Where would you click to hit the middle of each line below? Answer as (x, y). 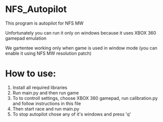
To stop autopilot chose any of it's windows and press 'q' (72, 114)
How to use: (31, 74)
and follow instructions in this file (47, 103)
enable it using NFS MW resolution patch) (48, 53)
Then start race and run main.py (46, 108)
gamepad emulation (26, 38)
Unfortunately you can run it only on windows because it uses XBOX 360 (81, 33)
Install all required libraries (40, 87)
